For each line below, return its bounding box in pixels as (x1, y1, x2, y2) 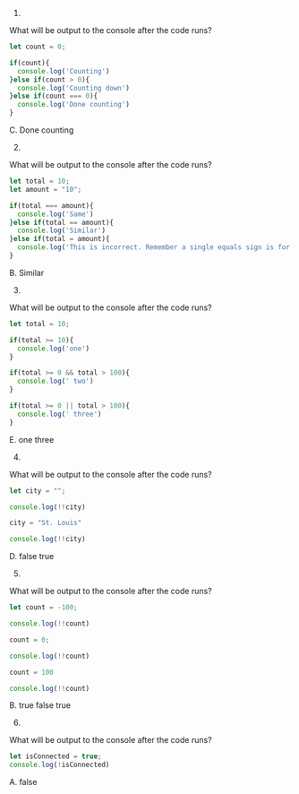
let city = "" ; (9, 486, 66, 496)
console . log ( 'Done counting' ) (17, 100, 130, 109)
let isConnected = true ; (9, 752, 102, 761)
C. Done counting (9, 125, 74, 135)
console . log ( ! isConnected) (9, 761, 110, 770)
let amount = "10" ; (9, 185, 82, 194)
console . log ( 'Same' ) (17, 210, 94, 219)
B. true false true (9, 700, 72, 711)
